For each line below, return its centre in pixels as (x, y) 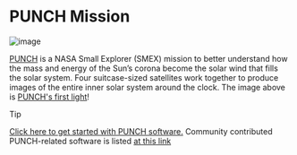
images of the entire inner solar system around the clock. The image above (148, 87)
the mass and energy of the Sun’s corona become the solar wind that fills (144, 68)
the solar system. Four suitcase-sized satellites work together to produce (144, 77)
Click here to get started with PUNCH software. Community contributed (141, 131)
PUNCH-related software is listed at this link (90, 141)
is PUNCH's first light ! (49, 97)
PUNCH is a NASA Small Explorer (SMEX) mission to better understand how (148, 58)
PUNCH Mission (70, 17)
